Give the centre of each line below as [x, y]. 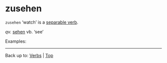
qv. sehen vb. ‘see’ [24, 31]
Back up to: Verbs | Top [29, 55]
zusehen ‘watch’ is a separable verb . [42, 22]
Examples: [16, 41]
